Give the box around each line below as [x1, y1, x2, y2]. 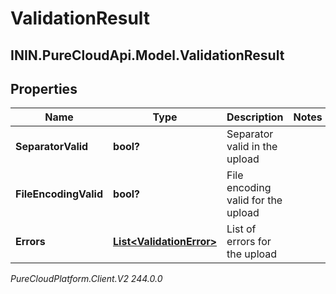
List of [226, 222, 257, 236]
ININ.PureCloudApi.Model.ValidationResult [10, 47, 285, 64]
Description [226, 110, 284, 124]
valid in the [226, 140, 278, 154]
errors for [226, 235, 272, 249]
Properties [10, 80, 78, 97]
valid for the [226, 193, 283, 207]
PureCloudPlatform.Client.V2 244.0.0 [10, 273, 163, 285]
